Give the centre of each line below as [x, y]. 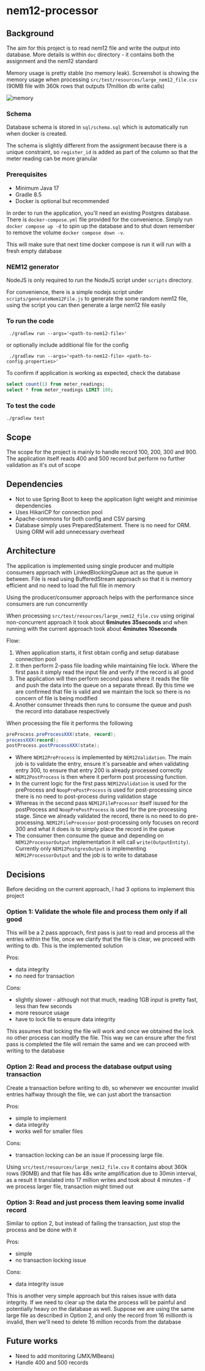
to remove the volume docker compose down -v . [65, 232]
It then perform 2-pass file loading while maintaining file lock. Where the [106, 665]
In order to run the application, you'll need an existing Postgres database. [99, 213]
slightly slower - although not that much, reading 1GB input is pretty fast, [106, 1000]
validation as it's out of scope [43, 465]
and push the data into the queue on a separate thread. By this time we [105, 685]
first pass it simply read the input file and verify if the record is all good [104, 672]
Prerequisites [27, 174]
